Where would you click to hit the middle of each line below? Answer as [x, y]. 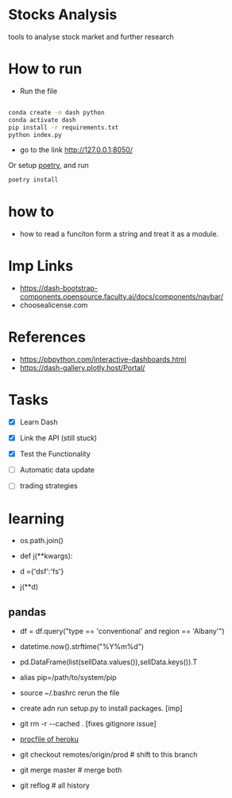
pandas [27, 612]
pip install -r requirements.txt [64, 127]
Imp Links [41, 266]
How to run [45, 69]
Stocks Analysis [63, 15]
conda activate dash [43, 120]
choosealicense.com [54, 305]
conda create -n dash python [56, 112]
